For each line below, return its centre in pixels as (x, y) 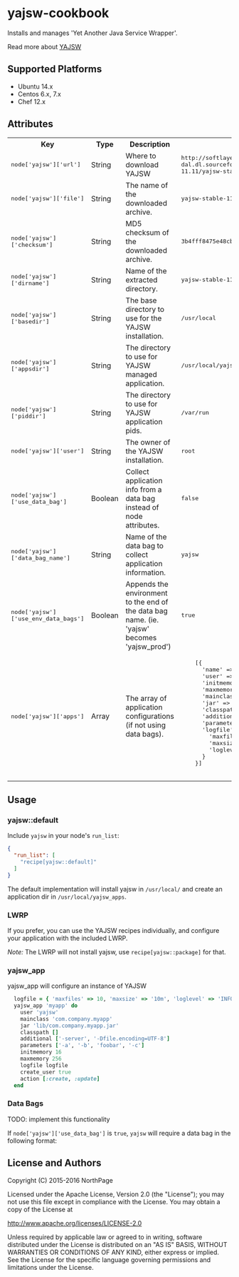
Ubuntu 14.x (35, 86)
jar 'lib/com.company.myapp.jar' (70, 1026)
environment (147, 592)
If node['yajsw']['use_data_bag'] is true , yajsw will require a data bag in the (119, 1133)
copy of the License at (40, 1209)
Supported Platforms (55, 69)
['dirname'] (30, 283)
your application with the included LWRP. (68, 938)
